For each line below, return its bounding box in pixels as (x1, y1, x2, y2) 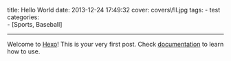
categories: (7, 13, 39, 21)
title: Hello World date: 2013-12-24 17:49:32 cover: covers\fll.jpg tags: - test (7, 6, 221, 14)
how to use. (7, 47, 41, 56)
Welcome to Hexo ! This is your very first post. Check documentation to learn (7, 40, 224, 48)
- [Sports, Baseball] (7, 21, 63, 28)
